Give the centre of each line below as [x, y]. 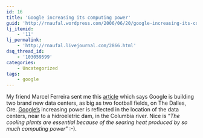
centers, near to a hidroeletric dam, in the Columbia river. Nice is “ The [93, 116]
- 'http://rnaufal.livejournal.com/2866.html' [77, 46]
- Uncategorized [38, 68]
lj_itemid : [20, 29]
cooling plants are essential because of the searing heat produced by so [97, 122]
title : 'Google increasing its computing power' [69, 18]
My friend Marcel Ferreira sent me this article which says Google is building [100, 97]
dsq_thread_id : [25, 51]
